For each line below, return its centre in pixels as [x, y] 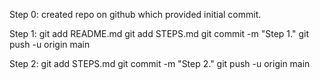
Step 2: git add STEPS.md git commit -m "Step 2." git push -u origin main [160, 63]
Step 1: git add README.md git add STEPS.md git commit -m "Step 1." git [159, 33]
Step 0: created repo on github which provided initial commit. [135, 14]
